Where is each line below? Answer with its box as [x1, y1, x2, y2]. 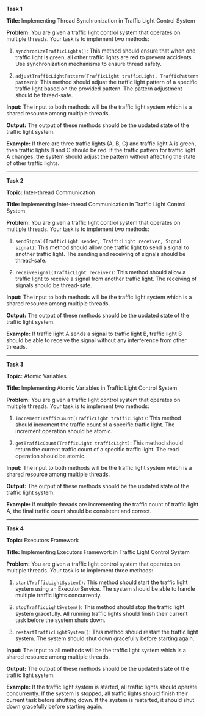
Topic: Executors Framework [6, 537, 79, 544]
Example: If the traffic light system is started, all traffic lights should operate [6, 684, 198, 690]
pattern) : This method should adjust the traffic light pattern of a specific [15, 79, 198, 86]
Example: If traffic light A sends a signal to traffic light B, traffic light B [6, 330, 182, 337]
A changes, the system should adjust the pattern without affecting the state [6, 153, 196, 160]
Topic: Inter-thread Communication [6, 189, 96, 196]
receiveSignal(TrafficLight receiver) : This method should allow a [15, 269, 186, 276]
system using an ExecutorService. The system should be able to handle [15, 585, 195, 592]
